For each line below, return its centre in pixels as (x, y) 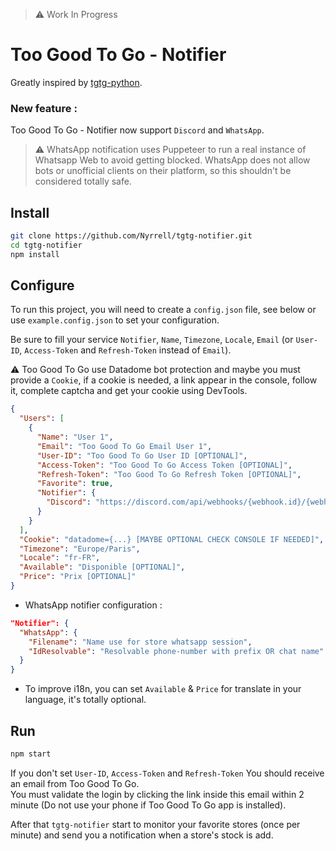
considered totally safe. (83, 181)
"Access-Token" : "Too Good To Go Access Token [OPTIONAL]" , (164, 465)
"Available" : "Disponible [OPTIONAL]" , (102, 567)
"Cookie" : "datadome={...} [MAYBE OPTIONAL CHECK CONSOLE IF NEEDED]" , (172, 539)
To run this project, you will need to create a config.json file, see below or (163, 310)
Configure (42, 285)
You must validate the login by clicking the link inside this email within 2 (157, 794)
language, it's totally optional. (85, 700)
